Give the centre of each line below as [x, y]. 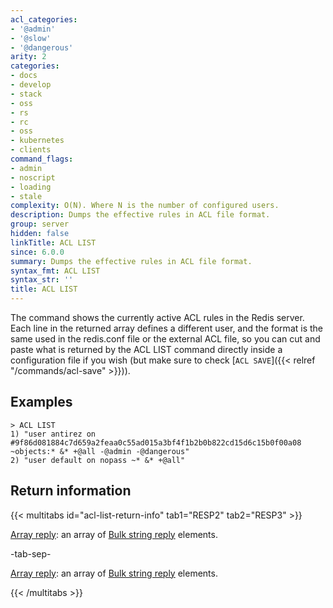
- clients [31, 150]
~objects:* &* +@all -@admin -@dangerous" [100, 451]
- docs [24, 76]
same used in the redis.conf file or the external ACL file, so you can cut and [165, 339]
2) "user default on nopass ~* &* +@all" [98, 460]
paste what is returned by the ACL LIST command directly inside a [146, 349]
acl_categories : [44, 19]
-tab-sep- [31, 553]
